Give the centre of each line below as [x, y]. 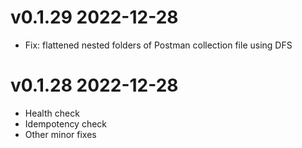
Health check [52, 113]
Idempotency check [66, 123]
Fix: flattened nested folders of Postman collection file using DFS [158, 45]
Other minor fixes [60, 134]
